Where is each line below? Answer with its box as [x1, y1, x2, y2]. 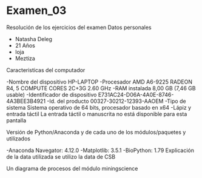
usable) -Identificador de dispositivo [6, 91, 97, 98]
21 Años [15, 42, 35, 49]
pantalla [6, 116, 26, 124]
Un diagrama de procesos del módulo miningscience [6, 165, 138, 172]
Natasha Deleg [15, 35, 53, 42]
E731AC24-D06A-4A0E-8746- [98, 91, 174, 98]
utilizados [6, 134, 30, 142]
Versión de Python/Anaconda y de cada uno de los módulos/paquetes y [6, 128, 186, 136]
